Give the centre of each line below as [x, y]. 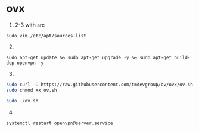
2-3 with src [30, 25]
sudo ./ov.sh [22, 101]
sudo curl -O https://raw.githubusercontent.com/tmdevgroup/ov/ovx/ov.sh [100, 85]
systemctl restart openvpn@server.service [60, 123]
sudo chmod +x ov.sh [32, 90]
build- [182, 57]
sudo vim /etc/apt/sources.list [46, 36]
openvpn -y [30, 63]
